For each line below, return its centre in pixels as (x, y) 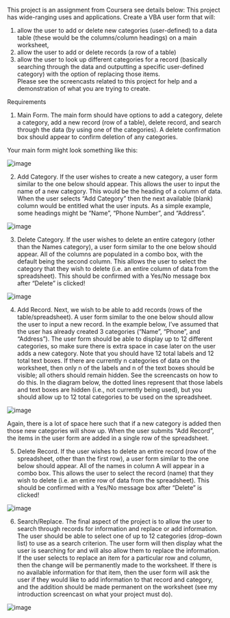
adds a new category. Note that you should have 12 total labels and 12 (115, 353)
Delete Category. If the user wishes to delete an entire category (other (116, 240)
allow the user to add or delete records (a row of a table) (97, 52)
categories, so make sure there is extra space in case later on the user (116, 346)
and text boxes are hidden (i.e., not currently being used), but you (110, 390)
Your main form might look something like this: (73, 150)
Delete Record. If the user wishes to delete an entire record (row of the (117, 451)
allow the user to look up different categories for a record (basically (112, 60)
